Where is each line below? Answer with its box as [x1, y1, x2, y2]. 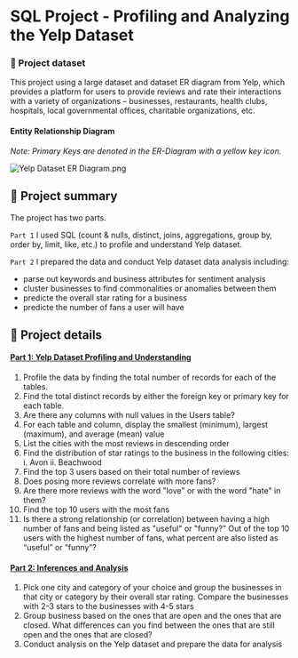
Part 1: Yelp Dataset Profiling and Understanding [10, 352, 192, 363]
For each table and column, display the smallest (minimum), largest [22, 420, 269, 430]
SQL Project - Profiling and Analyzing [10, 6, 290, 27]
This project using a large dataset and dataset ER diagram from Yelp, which [10, 77, 286, 88]
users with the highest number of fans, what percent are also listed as [22, 533, 278, 543]
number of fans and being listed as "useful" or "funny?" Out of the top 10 [22, 523, 290, 534]
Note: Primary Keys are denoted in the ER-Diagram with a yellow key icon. [10, 145, 282, 156]
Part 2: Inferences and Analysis [10, 562, 129, 573]
